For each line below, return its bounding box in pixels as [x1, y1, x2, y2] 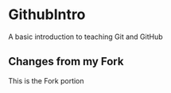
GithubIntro [8, 6, 86, 24]
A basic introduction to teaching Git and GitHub [8, 32, 163, 41]
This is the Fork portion [8, 76, 85, 85]
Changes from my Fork [8, 55, 124, 68]
